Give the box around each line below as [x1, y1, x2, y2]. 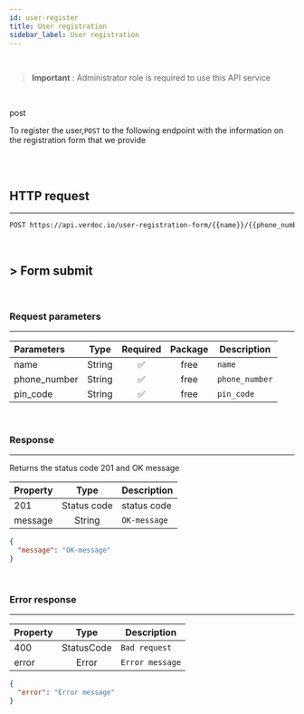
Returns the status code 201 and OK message [9, 463, 180, 474]
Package [170, 343, 209, 356]
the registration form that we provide [9, 135, 147, 146]
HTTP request [9, 188, 90, 204]
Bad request [120, 642, 172, 653]
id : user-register [9, 13, 79, 23]
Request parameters [9, 310, 101, 323]
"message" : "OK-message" [17, 545, 111, 555]
